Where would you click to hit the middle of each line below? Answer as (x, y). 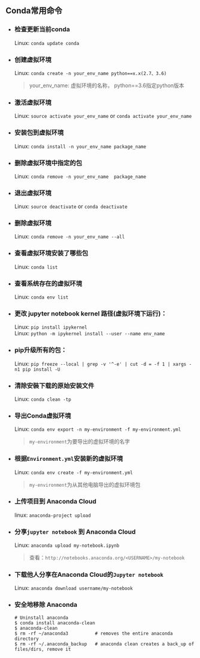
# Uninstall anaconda (41, 618)
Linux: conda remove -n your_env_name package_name (80, 176)
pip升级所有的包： (40, 350)
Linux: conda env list (41, 297)
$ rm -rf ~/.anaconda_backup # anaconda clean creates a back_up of (104, 644)
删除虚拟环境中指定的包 (48, 163)
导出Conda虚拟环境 (43, 415)
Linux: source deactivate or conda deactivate (71, 207)
